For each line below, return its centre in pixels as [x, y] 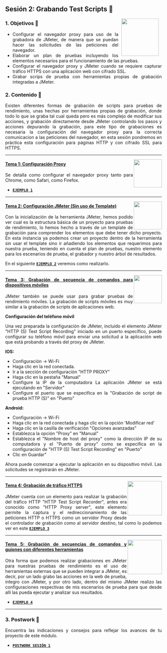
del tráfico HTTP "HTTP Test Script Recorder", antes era [66, 502]
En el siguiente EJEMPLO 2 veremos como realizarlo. [57, 264]
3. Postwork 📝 [22, 619]
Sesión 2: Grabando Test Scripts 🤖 [59, 9]
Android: [14, 408]
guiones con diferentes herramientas [44, 549]
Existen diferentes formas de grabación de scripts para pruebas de [83, 106]
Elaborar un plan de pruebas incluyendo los [65, 55]
